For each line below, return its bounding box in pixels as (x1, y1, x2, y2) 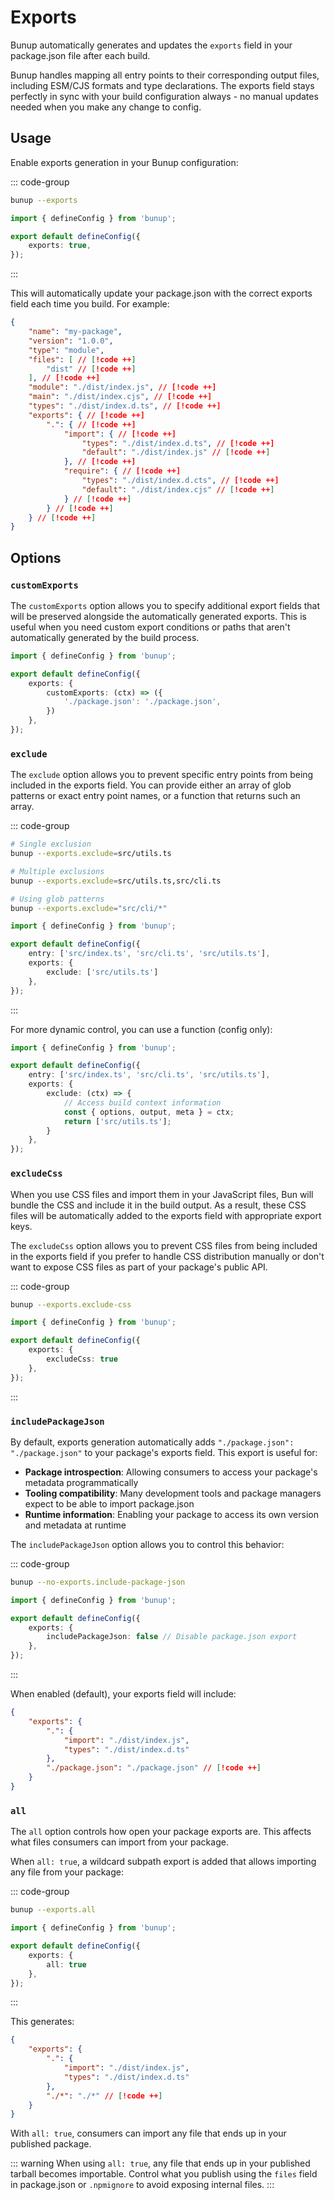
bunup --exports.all (10, 1905, 97, 1915)
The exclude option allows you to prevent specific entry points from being (10, 769, 314, 781)
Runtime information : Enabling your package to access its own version (24, 1508, 319, 1520)
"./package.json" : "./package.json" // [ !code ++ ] (46, 1763, 262, 1773)
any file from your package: (10, 1866, 124, 1878)
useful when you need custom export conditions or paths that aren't (10, 621, 291, 633)
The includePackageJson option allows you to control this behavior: (10, 1538, 285, 1550)
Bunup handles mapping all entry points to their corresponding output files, (10, 69, 320, 81)
